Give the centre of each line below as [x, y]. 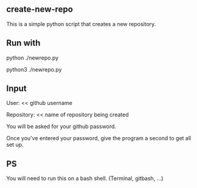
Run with [23, 43]
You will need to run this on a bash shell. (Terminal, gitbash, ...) [85, 178]
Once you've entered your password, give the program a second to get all [99, 138]
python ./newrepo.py [33, 58]
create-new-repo [40, 9]
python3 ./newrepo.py [34, 69]
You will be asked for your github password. [61, 127]
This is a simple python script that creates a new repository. [81, 24]
